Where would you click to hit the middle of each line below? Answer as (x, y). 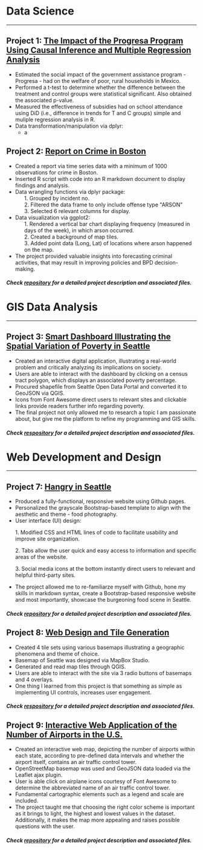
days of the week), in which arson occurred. (79, 230)
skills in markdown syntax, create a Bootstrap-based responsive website (105, 593)
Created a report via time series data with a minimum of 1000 (91, 166)
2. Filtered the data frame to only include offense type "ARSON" (103, 205)
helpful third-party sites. (45, 575)
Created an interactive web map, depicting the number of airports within (105, 750)
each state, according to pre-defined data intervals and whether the (99, 756)
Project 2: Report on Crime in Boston (76, 152)
